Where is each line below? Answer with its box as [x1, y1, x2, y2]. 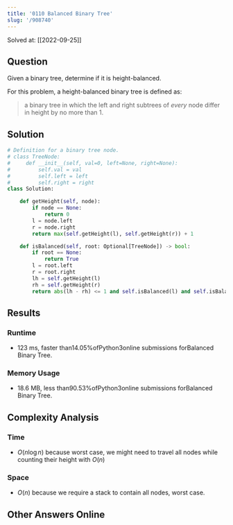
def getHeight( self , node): [19, 198, 101, 205]
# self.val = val [7, 166, 82, 173]
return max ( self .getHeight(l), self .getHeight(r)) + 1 [32, 230, 194, 237]
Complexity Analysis [7, 411, 99, 423]
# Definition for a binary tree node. [7, 147, 119, 154]
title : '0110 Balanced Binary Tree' [7, 10, 113, 17]
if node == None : [32, 205, 82, 212]
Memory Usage [7, 368, 60, 378]
